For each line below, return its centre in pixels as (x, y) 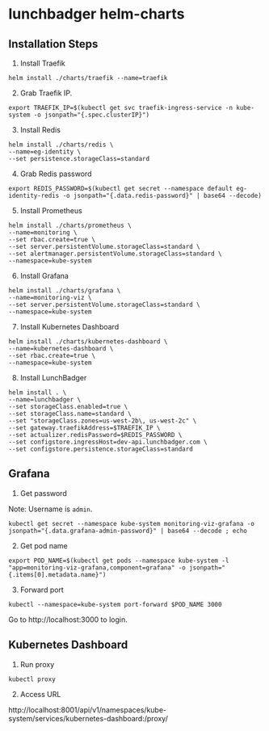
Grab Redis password (56, 174)
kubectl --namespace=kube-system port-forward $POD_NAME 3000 (115, 604)
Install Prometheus (51, 210)
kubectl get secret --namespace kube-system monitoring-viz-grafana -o (131, 523)
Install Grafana (44, 276)
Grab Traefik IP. (46, 93)
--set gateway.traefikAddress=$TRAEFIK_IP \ (84, 428)
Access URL (40, 694)
